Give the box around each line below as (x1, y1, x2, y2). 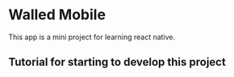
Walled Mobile (8, 6, 107, 24)
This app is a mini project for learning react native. (8, 32, 176, 42)
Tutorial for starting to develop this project (8, 55, 226, 69)
